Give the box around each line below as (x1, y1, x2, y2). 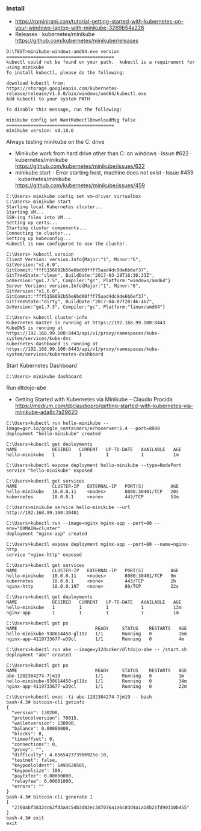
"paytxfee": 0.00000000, (11, 773, 74, 779)
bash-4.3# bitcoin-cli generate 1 (6, 794, 93, 800)
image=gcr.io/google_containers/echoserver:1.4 (6, 425, 128, 431)
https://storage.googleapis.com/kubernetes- (6, 85, 120, 91)
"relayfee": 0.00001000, (11, 778, 74, 785)
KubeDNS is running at (6, 325, 63, 332)
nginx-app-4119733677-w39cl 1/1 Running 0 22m (6, 684, 187, 690)
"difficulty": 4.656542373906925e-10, (11, 752, 110, 758)
